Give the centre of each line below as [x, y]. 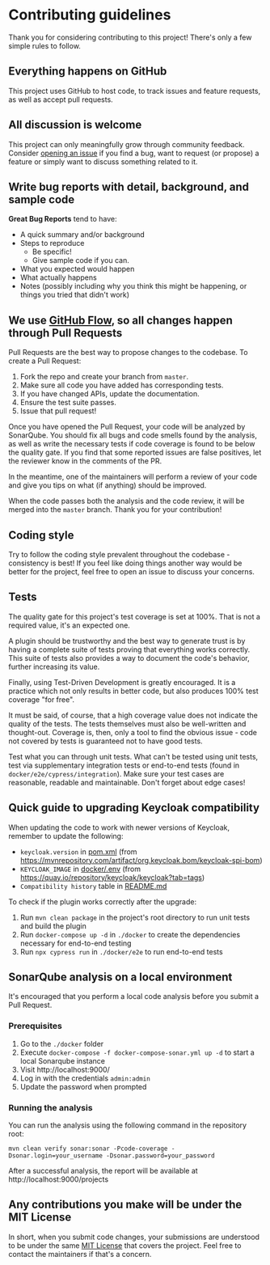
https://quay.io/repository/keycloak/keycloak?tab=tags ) [112, 877]
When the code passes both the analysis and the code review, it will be [127, 501]
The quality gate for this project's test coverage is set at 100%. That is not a [135, 616]
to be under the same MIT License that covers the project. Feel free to [125, 1245]
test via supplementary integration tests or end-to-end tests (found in [124, 765]
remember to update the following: [66, 836]
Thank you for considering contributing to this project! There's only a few [130, 37]
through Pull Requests [65, 333]
